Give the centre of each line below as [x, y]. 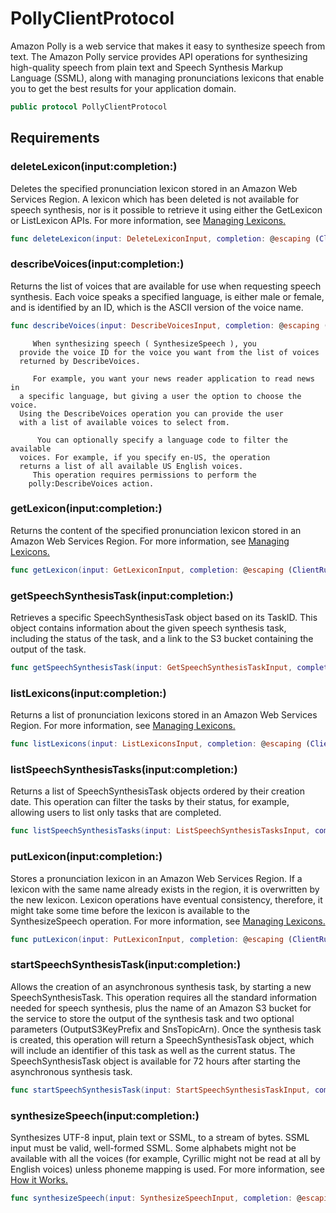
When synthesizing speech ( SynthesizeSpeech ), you [144, 343]
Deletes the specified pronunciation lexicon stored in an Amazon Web [154, 188]
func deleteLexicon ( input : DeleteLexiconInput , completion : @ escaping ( [165, 238]
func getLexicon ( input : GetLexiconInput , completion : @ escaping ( [151, 570]
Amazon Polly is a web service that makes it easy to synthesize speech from [168, 46]
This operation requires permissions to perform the [144, 475]
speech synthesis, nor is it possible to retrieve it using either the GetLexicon [166, 209]
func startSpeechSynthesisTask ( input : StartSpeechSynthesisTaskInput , [160, 1090]
